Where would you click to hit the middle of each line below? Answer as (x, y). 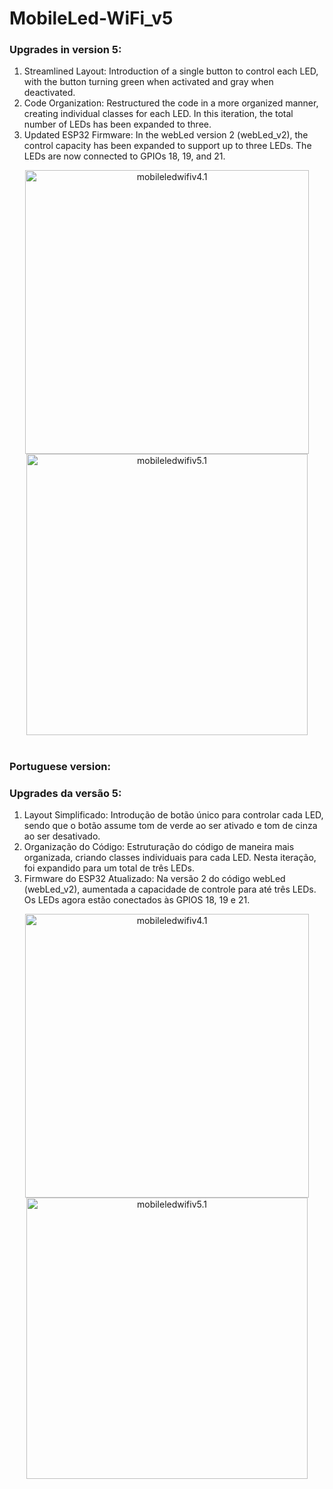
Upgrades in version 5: (65, 50)
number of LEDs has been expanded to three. (117, 124)
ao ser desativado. (62, 836)
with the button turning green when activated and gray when (148, 82)
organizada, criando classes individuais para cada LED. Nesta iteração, (170, 857)
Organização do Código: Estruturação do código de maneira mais (159, 846)
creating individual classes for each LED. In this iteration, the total (158, 114)
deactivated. (49, 93)
